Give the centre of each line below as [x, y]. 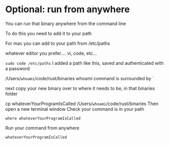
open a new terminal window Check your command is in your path [75, 109]
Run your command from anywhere [43, 128]
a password [18, 68]
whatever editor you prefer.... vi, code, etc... [51, 53]
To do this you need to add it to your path [49, 33]
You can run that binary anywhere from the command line [66, 23]
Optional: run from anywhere [67, 9]
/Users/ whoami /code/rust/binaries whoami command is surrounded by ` [80, 78]
